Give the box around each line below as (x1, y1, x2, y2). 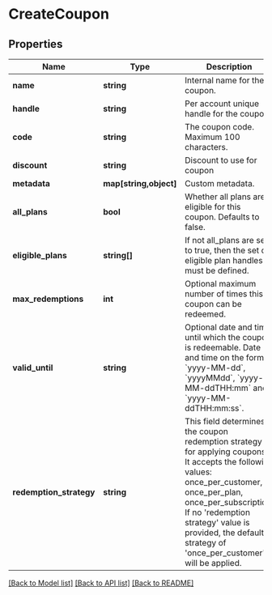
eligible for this (185, 202, 241, 212)
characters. (185, 142, 228, 152)
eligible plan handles (185, 255, 263, 266)
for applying (185, 446, 231, 457)
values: (185, 466, 212, 478)
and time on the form (185, 352, 265, 363)
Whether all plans (185, 191, 252, 202)
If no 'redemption (185, 507, 251, 518)
